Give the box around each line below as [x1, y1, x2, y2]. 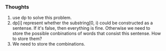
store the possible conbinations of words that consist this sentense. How [12, 31, 161, 37]
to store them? [12, 36, 42, 42]
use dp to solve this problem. [12, 15, 72, 21]
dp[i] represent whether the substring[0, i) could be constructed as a [12, 20, 153, 26]
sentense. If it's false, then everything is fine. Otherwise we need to [12, 25, 151, 31]
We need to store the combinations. [12, 41, 85, 47]
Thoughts [5, 3, 29, 10]
